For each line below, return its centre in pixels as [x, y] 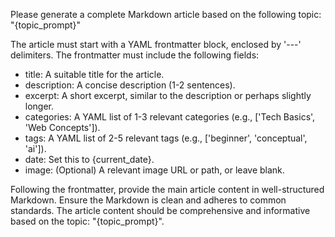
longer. [39, 106]
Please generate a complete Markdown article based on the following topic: [166, 14]
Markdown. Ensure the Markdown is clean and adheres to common [148, 200]
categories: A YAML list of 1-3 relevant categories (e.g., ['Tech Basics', [170, 117]
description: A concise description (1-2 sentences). [130, 85]
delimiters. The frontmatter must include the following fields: [135, 55]
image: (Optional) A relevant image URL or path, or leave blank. [154, 170]
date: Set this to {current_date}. [89, 159]
